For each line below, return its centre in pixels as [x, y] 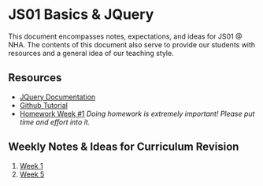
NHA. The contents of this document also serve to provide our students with [132, 44]
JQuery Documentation [57, 97]
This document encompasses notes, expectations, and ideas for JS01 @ [125, 36]
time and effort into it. [55, 122]
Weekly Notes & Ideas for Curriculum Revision [124, 147]
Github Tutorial [44, 105]
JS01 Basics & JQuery [81, 15]
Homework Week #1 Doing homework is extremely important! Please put [137, 113]
